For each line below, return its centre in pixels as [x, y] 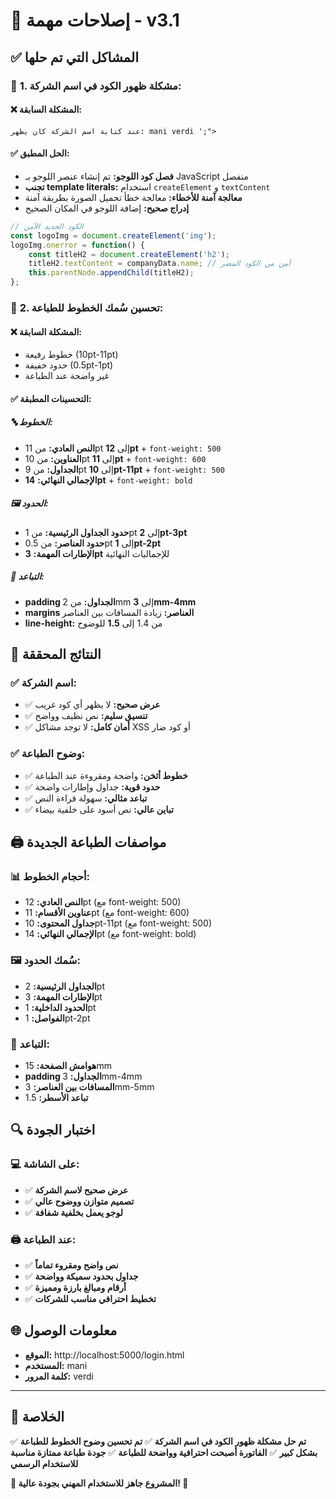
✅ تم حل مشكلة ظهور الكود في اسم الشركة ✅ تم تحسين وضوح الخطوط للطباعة [158, 1441]
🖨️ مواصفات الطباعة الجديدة [88, 842]
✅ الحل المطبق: [40, 153]
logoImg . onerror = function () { [77, 245]
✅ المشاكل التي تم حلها [74, 57]
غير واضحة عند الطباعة [67, 376]
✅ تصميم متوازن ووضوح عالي [79, 1201]
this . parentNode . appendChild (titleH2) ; [111, 273]
